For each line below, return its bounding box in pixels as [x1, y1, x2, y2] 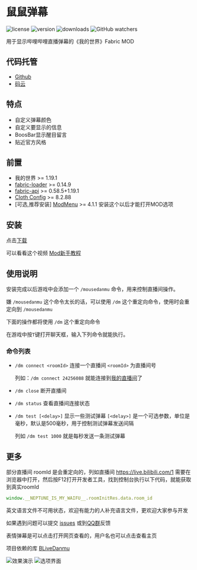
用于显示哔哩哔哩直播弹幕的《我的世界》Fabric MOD [6, 37, 135, 45]
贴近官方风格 [14, 138, 46, 146]
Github [14, 73, 31, 80]
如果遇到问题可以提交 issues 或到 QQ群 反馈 [6, 519, 111, 527]
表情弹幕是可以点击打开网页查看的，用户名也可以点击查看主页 [6, 532, 157, 539]
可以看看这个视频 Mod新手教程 [6, 249, 81, 256]
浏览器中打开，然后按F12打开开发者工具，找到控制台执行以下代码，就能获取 [6, 476, 192, 483]
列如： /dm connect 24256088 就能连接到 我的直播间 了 [14, 374, 142, 381]
